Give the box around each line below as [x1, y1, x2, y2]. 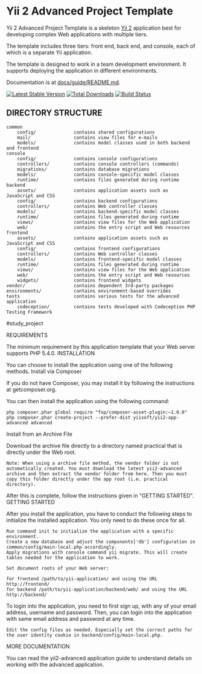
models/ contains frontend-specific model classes [17, 256, 182, 262]
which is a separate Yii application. [6, 48, 92, 56]
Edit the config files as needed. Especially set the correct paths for [6, 627, 193, 633]
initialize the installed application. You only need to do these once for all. [6, 516, 186, 523]
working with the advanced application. [6, 661, 104, 668]
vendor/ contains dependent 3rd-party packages [6, 282, 174, 288]
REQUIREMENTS [6, 331, 48, 339]
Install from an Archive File [6, 430, 72, 438]
